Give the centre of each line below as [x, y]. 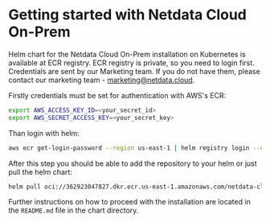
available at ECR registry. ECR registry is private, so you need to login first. [131, 63]
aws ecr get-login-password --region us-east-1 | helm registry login [129, 148]
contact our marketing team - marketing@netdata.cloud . [102, 80]
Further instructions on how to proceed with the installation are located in [129, 202]
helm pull [25, 187]
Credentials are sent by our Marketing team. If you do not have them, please [135, 71]
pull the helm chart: [40, 171]
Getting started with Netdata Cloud [127, 15]
